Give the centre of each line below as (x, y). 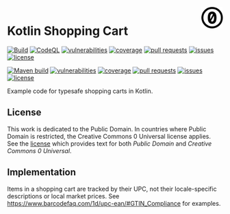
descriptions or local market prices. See (63, 196)
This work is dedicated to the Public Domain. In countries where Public (107, 129)
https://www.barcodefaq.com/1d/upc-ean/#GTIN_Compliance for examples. (114, 203)
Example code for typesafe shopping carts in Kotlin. (80, 91)
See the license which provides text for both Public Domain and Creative (110, 144)
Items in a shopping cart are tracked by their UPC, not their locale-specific (112, 189)
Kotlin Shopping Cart (68, 31)
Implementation (42, 173)
